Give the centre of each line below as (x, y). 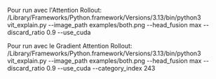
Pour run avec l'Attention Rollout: (55, 10)
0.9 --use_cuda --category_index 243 (101, 68)
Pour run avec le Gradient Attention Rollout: (70, 46)
